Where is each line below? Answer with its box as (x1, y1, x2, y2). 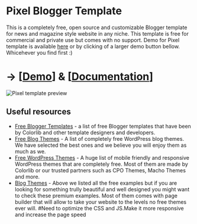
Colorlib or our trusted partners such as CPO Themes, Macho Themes (14, 166, 186, 173)
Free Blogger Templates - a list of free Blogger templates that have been (14, 122, 191, 130)
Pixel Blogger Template (6, 4, 122, 18)
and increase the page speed (14, 211, 86, 218)
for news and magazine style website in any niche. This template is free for (6, 30, 189, 37)
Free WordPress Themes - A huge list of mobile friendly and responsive (14, 154, 189, 161)
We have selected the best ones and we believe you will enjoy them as (14, 141, 187, 149)
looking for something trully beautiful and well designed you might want (14, 185, 190, 193)
